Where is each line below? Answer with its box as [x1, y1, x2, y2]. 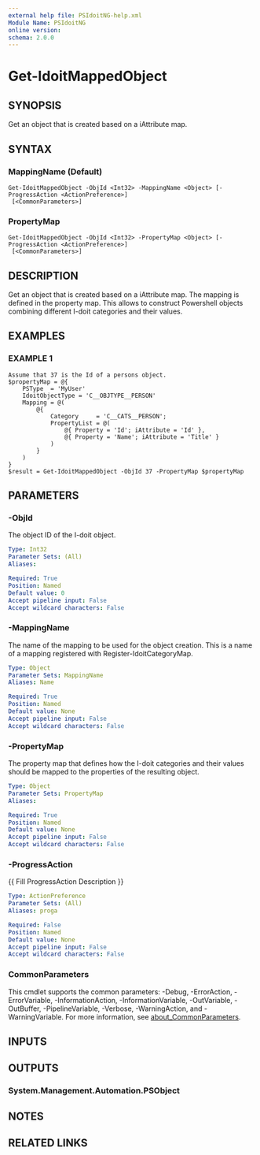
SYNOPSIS [8, 98, 62, 112]
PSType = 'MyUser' [22, 384, 86, 392]
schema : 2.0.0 [8, 33, 55, 42]
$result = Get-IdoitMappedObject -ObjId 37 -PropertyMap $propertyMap [8, 467, 244, 475]
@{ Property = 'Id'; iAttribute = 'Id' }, [64, 426, 206, 434]
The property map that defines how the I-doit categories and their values [8, 759, 245, 768]
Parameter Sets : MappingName [8, 671, 104, 679]
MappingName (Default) [8, 166, 103, 177]
